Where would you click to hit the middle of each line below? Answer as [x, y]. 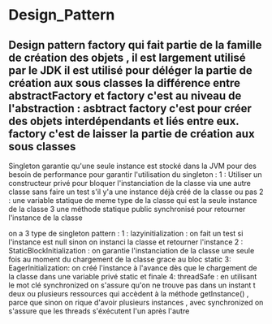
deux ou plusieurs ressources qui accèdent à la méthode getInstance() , [129, 294]
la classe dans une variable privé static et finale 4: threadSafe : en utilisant [133, 276]
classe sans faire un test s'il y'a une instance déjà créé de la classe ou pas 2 [136, 192]
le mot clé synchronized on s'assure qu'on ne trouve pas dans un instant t [132, 285]
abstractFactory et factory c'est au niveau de [125, 95]
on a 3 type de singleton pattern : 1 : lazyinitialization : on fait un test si [126, 233]
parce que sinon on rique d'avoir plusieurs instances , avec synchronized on [136, 302]
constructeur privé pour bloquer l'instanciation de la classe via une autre [130, 183]
